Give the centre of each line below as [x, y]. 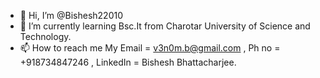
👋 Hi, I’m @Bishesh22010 [71, 15]
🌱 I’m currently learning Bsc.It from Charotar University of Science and [165, 26]
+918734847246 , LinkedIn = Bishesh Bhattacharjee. [128, 62]
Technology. [45, 36]
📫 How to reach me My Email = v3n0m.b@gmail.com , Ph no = [150, 48]
